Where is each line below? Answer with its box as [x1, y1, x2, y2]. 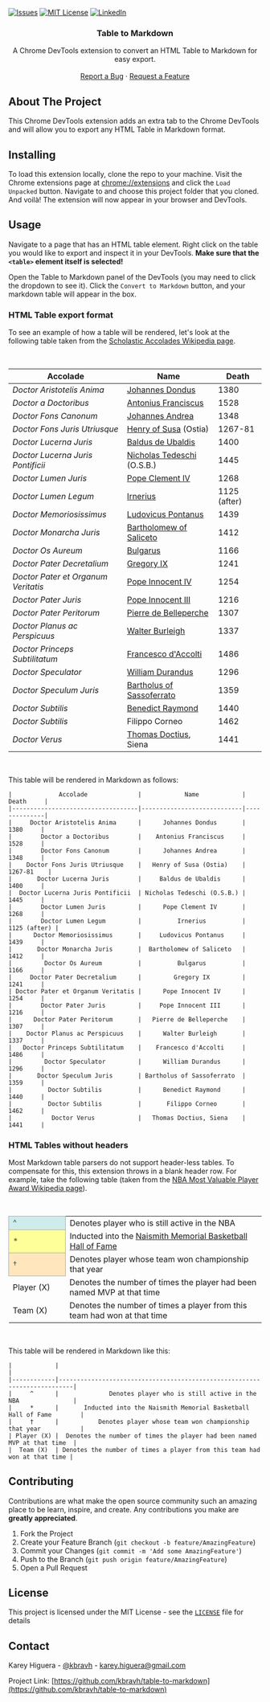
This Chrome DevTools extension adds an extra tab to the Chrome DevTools [8, 117, 260, 126]
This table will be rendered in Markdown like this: [8, 1346, 171, 1356]
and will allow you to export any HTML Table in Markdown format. [8, 125, 227, 134]
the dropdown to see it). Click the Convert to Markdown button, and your [8, 280, 246, 290]
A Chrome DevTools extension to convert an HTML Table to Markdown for [12, 46, 258, 55]
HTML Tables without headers [8, 1139, 129, 1151]
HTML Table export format [8, 309, 114, 321]
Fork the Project [19, 1528, 74, 1538]
